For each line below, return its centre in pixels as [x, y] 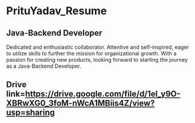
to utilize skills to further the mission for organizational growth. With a [92, 53]
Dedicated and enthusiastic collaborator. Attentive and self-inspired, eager [98, 47]
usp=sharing [31, 113]
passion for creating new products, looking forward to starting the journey [97, 60]
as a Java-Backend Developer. [44, 66]
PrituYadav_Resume [57, 11]
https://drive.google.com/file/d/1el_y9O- [103, 94]
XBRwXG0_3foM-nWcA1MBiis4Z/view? [81, 103]
